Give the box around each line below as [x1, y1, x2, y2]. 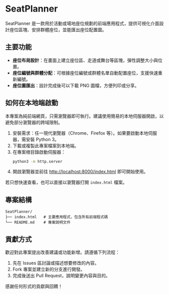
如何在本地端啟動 [5, 99, 58, 107]
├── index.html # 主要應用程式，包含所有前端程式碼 [5, 215, 108, 220]
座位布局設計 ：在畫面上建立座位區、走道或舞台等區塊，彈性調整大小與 [12, 57, 158, 63]
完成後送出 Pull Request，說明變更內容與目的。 [12, 273, 111, 279]
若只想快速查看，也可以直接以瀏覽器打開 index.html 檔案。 [5, 180, 127, 186]
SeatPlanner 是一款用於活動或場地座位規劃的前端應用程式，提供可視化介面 [5, 20, 159, 26]
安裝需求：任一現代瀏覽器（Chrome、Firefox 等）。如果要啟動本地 [12, 130, 148, 136]
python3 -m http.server [12, 159, 63, 164]
